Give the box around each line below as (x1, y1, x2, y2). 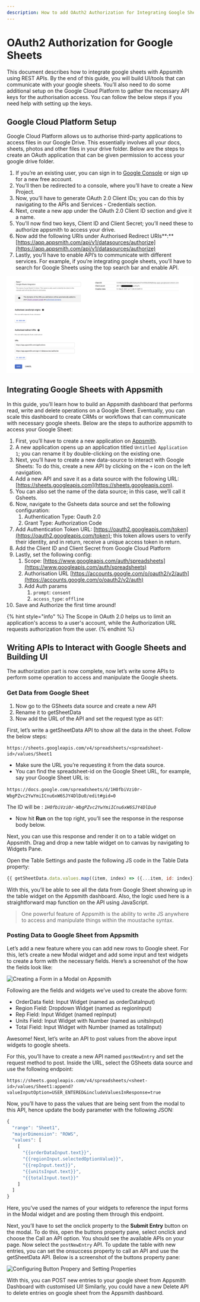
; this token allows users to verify (110, 532, 191, 539)
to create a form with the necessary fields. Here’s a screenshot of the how (7, 957, 188, 965)
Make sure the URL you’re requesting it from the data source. (15, 761, 166, 769)
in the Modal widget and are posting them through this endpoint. (7, 1211, 164, 1218)
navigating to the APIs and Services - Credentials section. (15, 201, 157, 208)
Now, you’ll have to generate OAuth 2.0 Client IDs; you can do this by (15, 195, 185, 202)
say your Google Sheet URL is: (15, 774, 90, 781)
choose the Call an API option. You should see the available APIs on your (7, 1235, 185, 1242)
